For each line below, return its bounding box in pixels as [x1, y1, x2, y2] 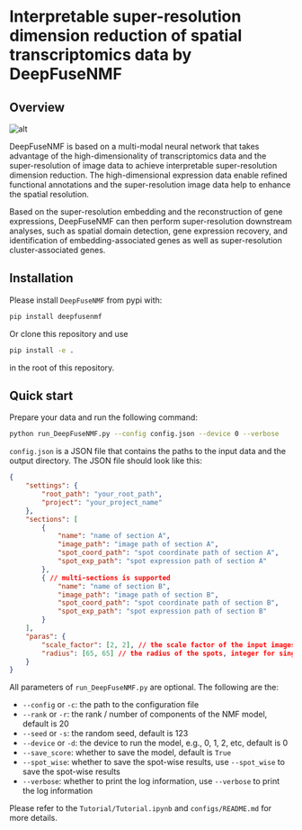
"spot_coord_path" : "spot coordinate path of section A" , [57, 548, 280, 558]
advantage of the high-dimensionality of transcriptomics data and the [9, 150, 267, 161]
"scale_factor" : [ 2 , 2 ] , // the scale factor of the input [41, 640, 268, 650]
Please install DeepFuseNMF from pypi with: [9, 295, 163, 306]
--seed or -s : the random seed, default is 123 [22, 728, 189, 739]
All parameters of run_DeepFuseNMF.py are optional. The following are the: [9, 682, 280, 693]
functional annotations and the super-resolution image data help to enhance [9, 179, 291, 190]
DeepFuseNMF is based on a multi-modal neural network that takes [9, 141, 260, 151]
